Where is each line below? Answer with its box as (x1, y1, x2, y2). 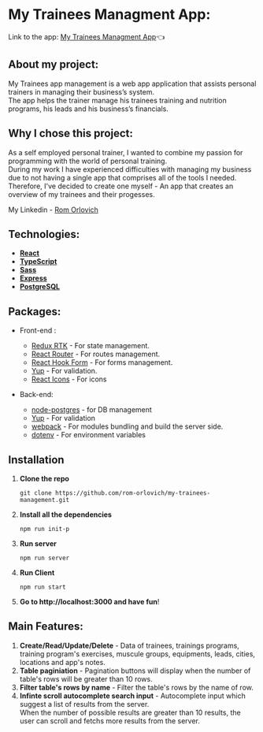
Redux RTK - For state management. (31, 341, 150, 351)
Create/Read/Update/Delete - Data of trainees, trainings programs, (19, 641, 240, 650)
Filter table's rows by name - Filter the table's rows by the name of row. (19, 682, 254, 692)
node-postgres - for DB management (31, 405, 152, 414)
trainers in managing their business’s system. (8, 87, 155, 96)
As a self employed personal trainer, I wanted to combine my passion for (8, 147, 243, 157)
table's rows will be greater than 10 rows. (19, 674, 154, 683)
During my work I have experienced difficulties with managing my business (8, 164, 252, 174)
